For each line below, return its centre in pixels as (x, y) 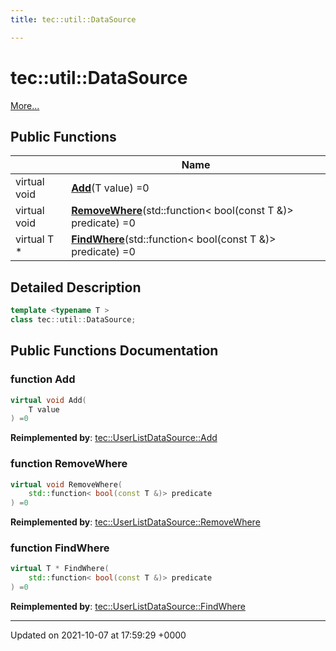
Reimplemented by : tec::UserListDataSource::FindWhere (128, 607)
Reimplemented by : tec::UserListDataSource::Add (114, 438)
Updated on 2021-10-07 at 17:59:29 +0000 (98, 635)
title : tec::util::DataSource (73, 19)
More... (25, 105)
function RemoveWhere (69, 464)
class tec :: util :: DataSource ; (73, 320)
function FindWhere (60, 548)
